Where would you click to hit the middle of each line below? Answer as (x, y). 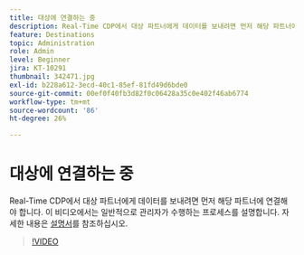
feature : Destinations (52, 34)
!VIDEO (45, 241)
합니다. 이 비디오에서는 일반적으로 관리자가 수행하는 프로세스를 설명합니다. (149, 212)
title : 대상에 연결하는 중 (52, 18)
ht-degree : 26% (38, 118)
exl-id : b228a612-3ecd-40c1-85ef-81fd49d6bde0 (99, 85)
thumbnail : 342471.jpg (52, 77)
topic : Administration (52, 43)
